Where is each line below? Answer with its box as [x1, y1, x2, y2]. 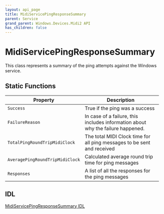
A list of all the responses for [84, 167, 150, 174]
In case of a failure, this [84, 113, 138, 119]
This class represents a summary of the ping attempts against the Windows [5, 63, 157, 69]
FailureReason [7, 119, 41, 125]
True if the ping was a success [84, 105, 155, 112]
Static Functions [5, 82, 56, 91]
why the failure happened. [84, 125, 145, 132]
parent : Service [5, 16, 38, 21]
